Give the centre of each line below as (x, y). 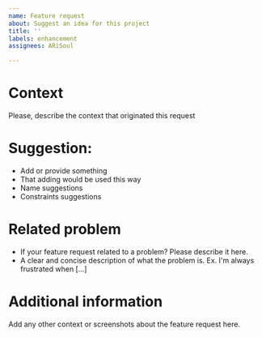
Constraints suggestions (61, 196)
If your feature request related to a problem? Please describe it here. (134, 251)
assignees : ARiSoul (41, 46)
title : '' (25, 31)
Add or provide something (63, 171)
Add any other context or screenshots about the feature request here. (125, 324)
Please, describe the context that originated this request (102, 116)
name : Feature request (46, 16)
